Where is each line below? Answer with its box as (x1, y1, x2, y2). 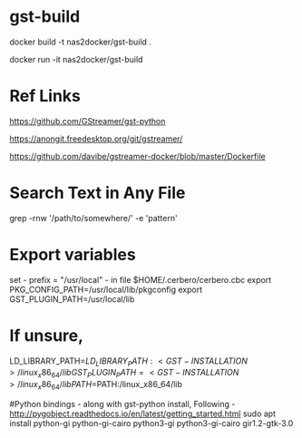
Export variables (9, 245, 136, 265)
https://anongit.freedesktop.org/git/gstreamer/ (9, 133, 183, 144)
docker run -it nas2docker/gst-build (9, 54, 143, 64)
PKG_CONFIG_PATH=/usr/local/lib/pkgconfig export (9, 284, 203, 295)
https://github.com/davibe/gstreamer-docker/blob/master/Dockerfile (9, 151, 266, 161)
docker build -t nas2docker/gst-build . (9, 36, 152, 47)
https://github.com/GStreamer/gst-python (9, 115, 166, 126)
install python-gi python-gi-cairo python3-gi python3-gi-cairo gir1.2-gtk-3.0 (9, 418, 294, 429)
